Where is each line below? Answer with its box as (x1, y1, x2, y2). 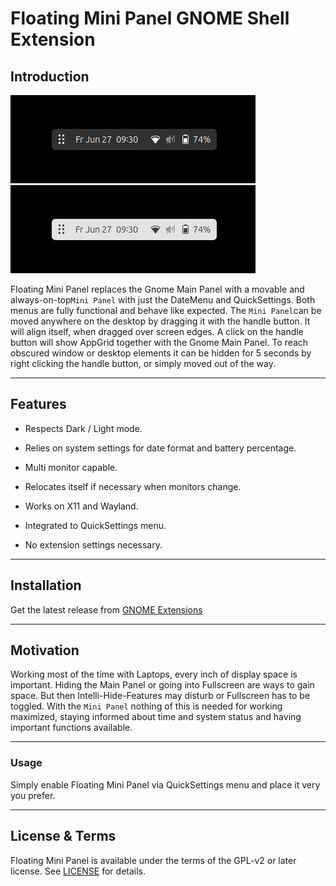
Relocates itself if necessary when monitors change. (24, 480, 242, 492)
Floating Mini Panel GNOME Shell (10, 7, 290, 30)
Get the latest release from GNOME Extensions (10, 603, 203, 616)
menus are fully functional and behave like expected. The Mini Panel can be (10, 305, 322, 316)
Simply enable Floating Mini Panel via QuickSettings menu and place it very (10, 778, 321, 791)
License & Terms (10, 828, 117, 845)
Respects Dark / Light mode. (24, 422, 143, 434)
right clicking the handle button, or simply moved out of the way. (10, 358, 276, 369)
